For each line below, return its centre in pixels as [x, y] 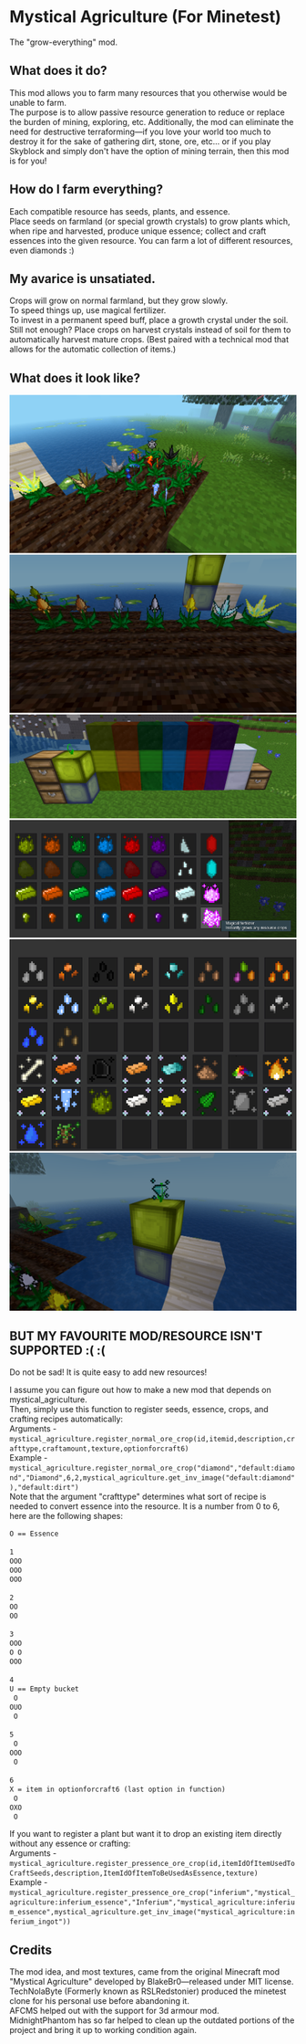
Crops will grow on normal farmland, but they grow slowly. [119, 301]
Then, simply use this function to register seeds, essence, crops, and [139, 1410]
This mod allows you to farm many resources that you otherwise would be [148, 92]
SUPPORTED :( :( [58, 1351]
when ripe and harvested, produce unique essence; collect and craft [138, 231]
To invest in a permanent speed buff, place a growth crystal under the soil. [149, 320]
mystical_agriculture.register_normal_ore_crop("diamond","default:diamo [153, 1468]
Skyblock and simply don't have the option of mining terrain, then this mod [149, 151]
